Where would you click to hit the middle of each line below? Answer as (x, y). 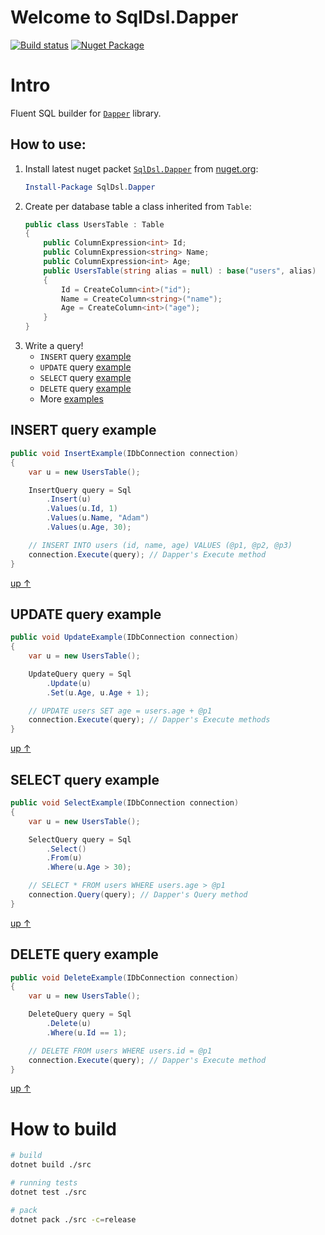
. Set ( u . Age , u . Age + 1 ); (98, 692)
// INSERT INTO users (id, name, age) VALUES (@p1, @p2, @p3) (160, 545)
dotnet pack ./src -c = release (73, 1219)
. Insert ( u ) (69, 499)
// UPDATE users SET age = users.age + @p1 (120, 711)
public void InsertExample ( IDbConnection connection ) (125, 453)
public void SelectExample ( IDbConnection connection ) (125, 803)
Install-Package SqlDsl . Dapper (90, 187)
